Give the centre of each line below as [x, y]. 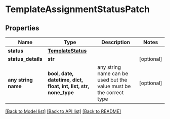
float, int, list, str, [69, 86]
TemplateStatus [67, 51]
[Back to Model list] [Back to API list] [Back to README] [63, 111]
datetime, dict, [66, 80]
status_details [25, 59]
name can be [113, 73]
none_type [61, 92]
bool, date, [61, 73]
